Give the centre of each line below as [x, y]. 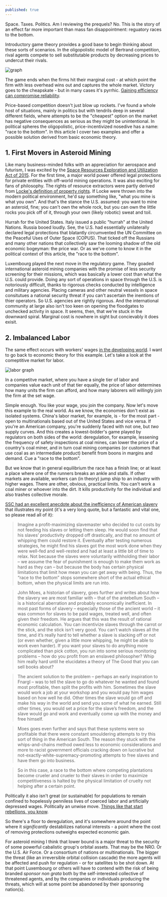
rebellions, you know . [27, 812]
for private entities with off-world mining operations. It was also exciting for [82, 181]
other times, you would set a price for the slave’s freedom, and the [85, 708]
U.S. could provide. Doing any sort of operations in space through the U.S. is [83, 280]
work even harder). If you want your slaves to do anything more [83, 646]
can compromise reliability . [33, 95]
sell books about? [35, 667]
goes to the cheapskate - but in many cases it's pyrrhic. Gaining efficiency [82, 90]
